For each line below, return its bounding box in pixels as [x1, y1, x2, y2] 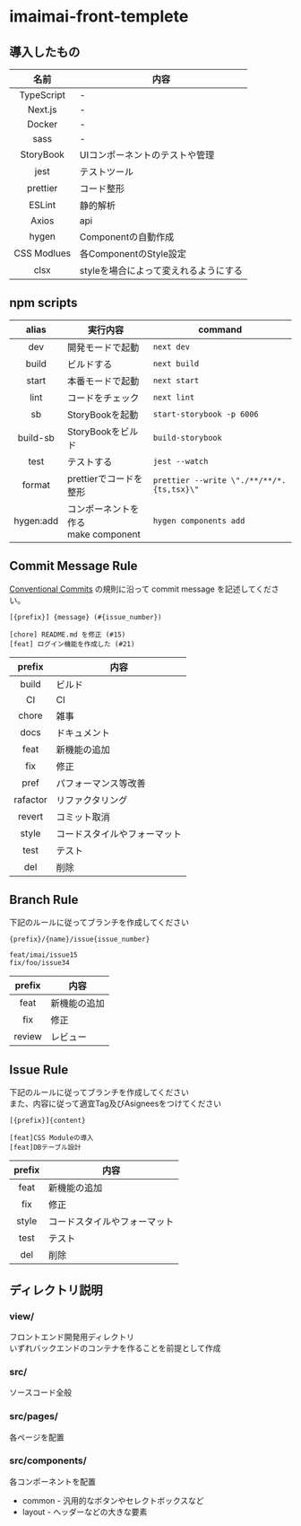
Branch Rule [9, 892, 79, 908]
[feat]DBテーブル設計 [9, 1143, 82, 1153]
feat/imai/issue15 [9, 951, 78, 960]
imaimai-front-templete [9, 6, 189, 27]
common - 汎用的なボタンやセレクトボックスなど [21, 1495, 204, 1505]
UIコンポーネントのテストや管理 [79, 149, 215, 161]
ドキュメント [56, 726, 110, 739]
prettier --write [152, 475, 227, 486]
